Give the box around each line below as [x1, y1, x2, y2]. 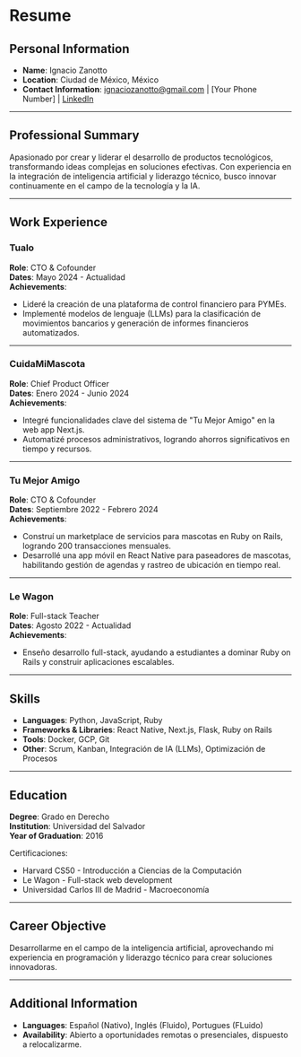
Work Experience [9, 214, 108, 230]
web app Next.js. [21, 424, 85, 435]
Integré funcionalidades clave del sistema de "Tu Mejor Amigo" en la [21, 415, 276, 425]
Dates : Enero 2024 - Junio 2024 [9, 388, 130, 398]
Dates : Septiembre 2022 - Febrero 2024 [9, 504, 159, 515]
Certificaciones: [9, 848, 69, 859]
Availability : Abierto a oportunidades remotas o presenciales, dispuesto [21, 1029, 288, 1040]
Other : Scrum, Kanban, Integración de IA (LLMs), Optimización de [21, 744, 266, 755]
